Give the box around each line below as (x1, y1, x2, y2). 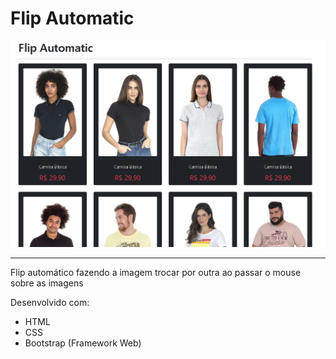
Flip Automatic (10, 7, 135, 30)
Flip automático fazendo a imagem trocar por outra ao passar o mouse (10, 267, 302, 279)
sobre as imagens (10, 277, 84, 289)
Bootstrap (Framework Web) (24, 337, 142, 349)
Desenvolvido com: (10, 297, 90, 309)
